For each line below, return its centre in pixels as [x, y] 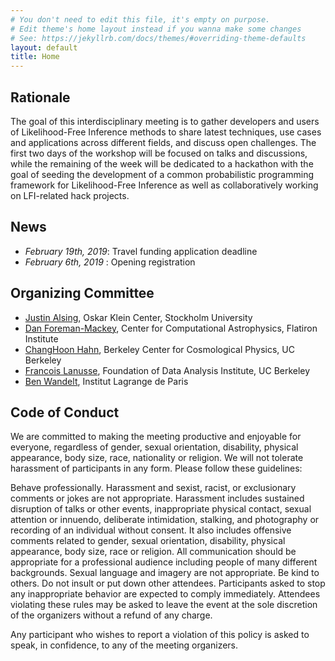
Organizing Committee [82, 293]
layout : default [44, 47]
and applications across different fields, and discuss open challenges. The [163, 142]
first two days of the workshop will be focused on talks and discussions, [159, 153]
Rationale [40, 97]
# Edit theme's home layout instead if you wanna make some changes [156, 29]
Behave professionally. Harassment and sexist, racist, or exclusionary [153, 488]
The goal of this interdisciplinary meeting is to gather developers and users [165, 121]
